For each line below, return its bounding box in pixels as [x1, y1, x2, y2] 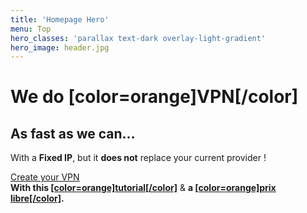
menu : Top [10, 24, 52, 34]
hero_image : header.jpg [10, 42, 110, 53]
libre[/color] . [10, 192, 65, 205]
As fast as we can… [10, 125, 136, 142]
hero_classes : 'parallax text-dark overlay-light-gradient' [10, 33, 267, 43]
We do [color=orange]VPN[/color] [10, 86, 299, 108]
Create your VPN [10, 171, 80, 183]
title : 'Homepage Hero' [10, 14, 110, 25]
